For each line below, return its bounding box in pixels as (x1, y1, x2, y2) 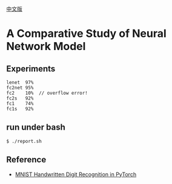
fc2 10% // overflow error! (6, 90, 88, 96)
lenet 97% (6, 80, 34, 86)
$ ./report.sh (6, 138, 42, 144)
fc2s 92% (6, 95, 34, 101)
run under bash (6, 122, 65, 133)
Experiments (6, 63, 56, 74)
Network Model (6, 40, 86, 53)
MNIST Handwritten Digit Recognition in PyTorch (15, 171, 137, 178)
